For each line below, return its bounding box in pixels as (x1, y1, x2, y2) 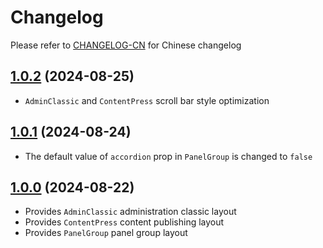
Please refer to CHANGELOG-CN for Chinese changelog (10, 39, 242, 51)
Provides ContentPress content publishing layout (24, 216, 225, 228)
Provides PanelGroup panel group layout (24, 227, 188, 239)
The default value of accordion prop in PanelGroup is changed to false (24, 150, 313, 162)
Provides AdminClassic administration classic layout (24, 206, 237, 218)
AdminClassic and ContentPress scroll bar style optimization (24, 94, 270, 106)
